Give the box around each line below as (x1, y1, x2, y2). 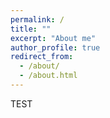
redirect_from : (10, 52, 74, 62)
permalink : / (10, 14, 65, 25)
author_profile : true (10, 42, 101, 53)
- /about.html (19, 71, 78, 81)
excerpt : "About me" (10, 33, 97, 43)
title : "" (10, 24, 52, 34)
